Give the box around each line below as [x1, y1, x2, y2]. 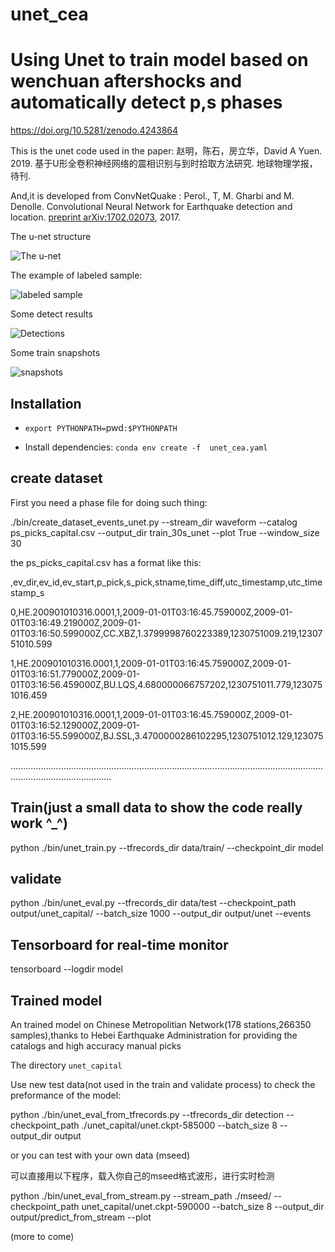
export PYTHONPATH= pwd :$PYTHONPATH [24, 421, 178, 433]
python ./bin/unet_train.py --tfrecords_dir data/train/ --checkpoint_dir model [10, 841, 324, 853]
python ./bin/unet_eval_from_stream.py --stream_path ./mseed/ [10, 1190, 272, 1202]
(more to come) [10, 1231, 75, 1242]
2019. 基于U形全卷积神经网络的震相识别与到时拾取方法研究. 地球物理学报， [10, 158, 318, 170]
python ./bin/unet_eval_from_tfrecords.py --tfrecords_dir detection [10, 1109, 285, 1120]
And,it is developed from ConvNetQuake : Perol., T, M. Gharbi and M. [10, 190, 295, 202]
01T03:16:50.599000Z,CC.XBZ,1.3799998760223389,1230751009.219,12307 [10, 627, 323, 639]
